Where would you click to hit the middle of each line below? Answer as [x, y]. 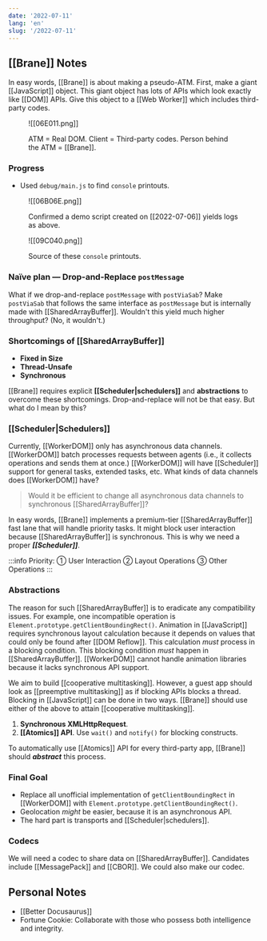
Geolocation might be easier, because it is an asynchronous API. [126, 811]
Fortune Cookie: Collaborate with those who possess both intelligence [135, 920]
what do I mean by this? [48, 408]
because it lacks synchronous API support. [79, 667]
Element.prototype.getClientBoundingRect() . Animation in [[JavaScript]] [128, 624]
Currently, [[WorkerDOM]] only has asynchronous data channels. [115, 446]
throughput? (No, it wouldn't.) [57, 320]
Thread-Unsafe [46, 367]
